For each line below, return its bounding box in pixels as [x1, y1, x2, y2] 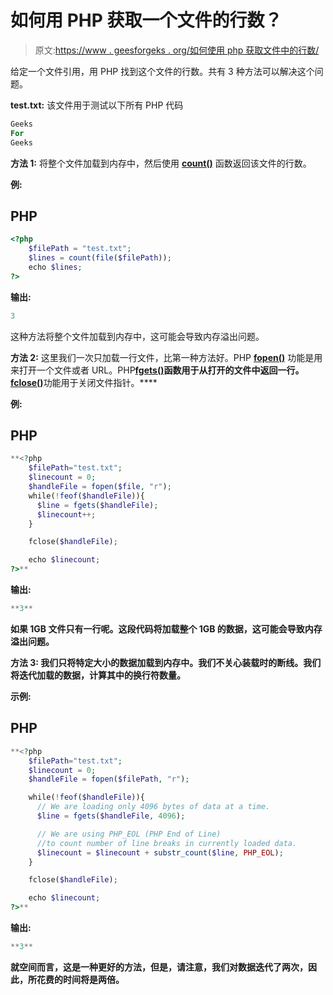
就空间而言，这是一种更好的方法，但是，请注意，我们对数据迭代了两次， [10, 961, 308, 973]
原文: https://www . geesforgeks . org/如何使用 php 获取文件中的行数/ [34, 44, 320, 56]
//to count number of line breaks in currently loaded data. [36, 838, 298, 848]
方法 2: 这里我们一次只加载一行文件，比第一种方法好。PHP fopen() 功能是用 [10, 351, 323, 363]
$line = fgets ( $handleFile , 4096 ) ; [36, 811, 186, 821]
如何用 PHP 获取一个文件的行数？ [10, 9, 283, 32]
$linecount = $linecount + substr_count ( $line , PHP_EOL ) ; [36, 847, 284, 858]
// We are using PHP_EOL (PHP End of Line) [36, 829, 222, 839]
